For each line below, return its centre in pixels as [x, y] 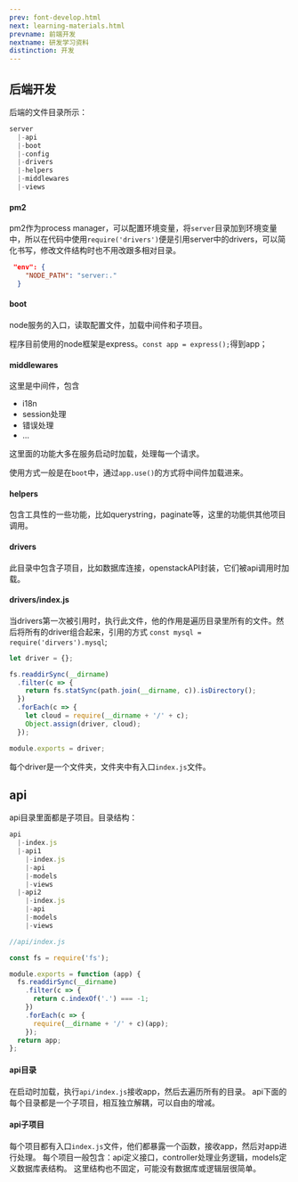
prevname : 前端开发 [43, 34]
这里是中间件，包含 [44, 386]
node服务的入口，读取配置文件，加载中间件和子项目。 [108, 324]
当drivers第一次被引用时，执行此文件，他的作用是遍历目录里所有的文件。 [143, 620]
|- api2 [29, 892]
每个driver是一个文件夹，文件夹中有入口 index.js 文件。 [110, 767]
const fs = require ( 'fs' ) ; [59, 958]
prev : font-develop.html [55, 17]
